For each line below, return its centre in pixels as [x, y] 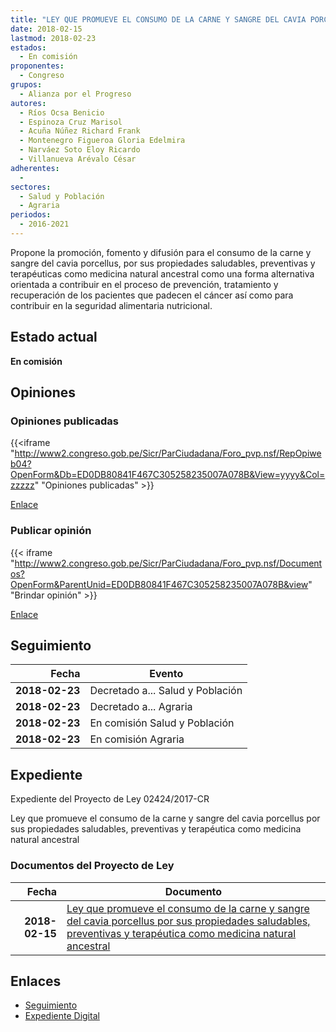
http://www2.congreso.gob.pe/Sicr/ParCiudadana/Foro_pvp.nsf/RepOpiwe [168, 453]
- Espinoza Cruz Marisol [71, 122]
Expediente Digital [62, 1016]
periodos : [31, 215]
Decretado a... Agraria [141, 707]
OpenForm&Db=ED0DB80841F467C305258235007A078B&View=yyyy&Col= [168, 475]
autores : [28, 103]
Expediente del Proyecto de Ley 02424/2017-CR [110, 799]
